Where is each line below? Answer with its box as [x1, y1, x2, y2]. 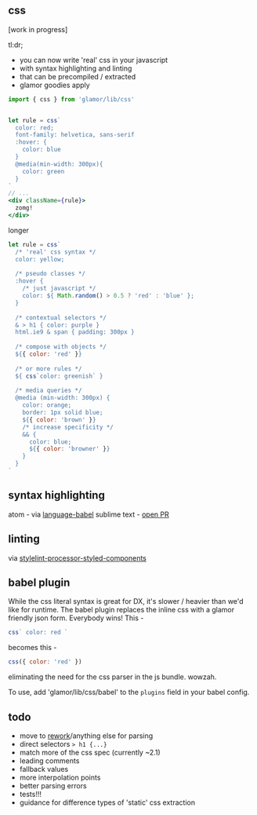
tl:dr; [8, 40, 24, 49]
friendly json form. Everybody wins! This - [8, 613, 144, 623]
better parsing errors [19, 780, 88, 790]
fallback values [19, 764, 69, 773]
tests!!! [19, 789, 42, 799]
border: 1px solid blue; [22, 409, 103, 417]
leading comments [19, 755, 80, 766]
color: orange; [22, 401, 72, 409]
